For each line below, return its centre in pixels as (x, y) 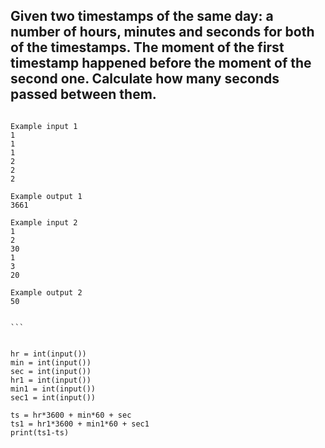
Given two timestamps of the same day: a (142, 16)
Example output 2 (46, 292)
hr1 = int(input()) (51, 380)
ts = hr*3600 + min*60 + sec (71, 415)
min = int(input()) (51, 362)
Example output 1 (46, 196)
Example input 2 (44, 222)
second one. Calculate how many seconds (145, 79)
